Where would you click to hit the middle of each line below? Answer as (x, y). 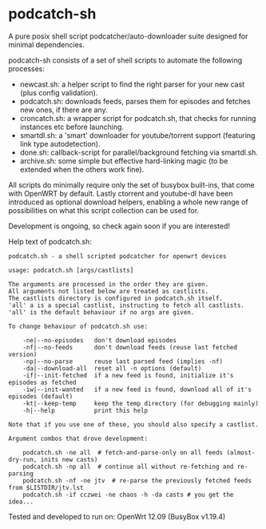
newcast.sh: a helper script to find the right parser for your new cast (132, 84)
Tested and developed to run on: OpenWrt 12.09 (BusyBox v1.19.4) (117, 516)
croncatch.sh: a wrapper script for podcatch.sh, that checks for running (138, 118)
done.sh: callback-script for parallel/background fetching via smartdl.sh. (139, 152)
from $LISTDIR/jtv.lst (46, 487)
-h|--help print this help (85, 410)
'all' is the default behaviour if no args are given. (101, 312)
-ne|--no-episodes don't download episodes (100, 340)
